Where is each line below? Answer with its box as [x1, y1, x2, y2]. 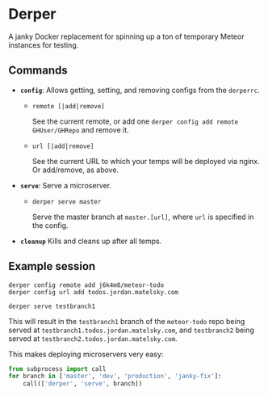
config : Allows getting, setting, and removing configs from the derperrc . [19, 85, 260, 95]
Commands [8, 64, 69, 78]
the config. [31, 220, 69, 230]
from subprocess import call [8, 364, 107, 373]
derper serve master [31, 197, 102, 206]
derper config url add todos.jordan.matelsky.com [8, 288, 179, 296]
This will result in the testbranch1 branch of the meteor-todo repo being [8, 316, 245, 326]
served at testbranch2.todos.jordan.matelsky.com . [8, 333, 178, 343]
